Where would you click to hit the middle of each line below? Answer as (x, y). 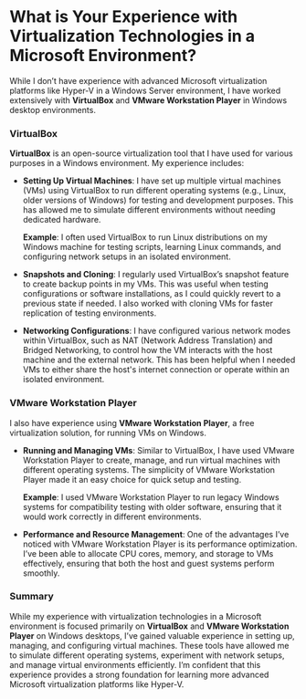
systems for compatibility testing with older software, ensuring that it (152, 506)
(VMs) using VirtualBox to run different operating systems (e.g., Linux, (154, 191)
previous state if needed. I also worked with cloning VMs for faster (148, 304)
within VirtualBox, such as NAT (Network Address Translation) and (148, 340)
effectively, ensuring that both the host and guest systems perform (148, 563)
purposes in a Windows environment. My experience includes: (127, 163)
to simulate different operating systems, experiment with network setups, (147, 655)
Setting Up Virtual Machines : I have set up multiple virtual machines (152, 181)
